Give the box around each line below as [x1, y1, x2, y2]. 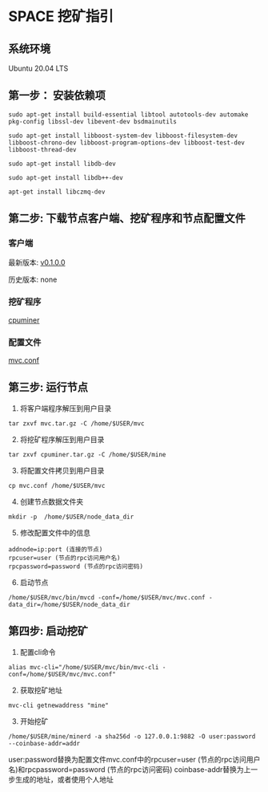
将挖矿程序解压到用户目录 [19, 434, 105, 444]
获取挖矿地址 [19, 685, 62, 695]
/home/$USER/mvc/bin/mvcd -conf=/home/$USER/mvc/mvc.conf [8, 593, 206, 602]
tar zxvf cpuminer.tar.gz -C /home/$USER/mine [8, 450, 166, 458]
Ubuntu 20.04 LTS [8, 63, 69, 73]
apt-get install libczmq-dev [8, 188, 106, 196]
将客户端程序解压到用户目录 [19, 403, 112, 413]
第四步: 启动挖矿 [8, 624, 88, 638]
